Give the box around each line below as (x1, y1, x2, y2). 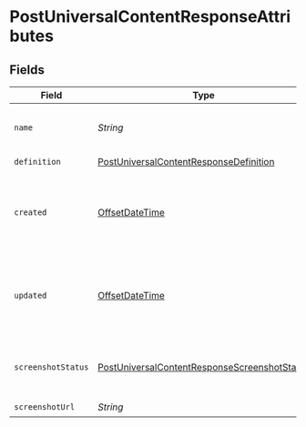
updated (14, 290, 47, 300)
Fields (9, 62, 46, 77)
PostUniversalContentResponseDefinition (97, 155, 275, 168)
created (14, 208, 47, 218)
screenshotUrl (14, 402, 76, 412)
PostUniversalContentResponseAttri (9, 6, 291, 27)
